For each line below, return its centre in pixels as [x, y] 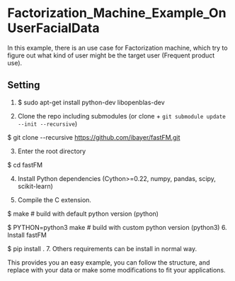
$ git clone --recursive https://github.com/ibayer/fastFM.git [94, 137]
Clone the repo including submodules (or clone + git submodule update [122, 116]
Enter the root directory [52, 151]
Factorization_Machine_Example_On [117, 13]
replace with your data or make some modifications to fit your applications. [116, 270]
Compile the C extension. [55, 199]
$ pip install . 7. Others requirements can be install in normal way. [102, 248]
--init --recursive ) [47, 123]
